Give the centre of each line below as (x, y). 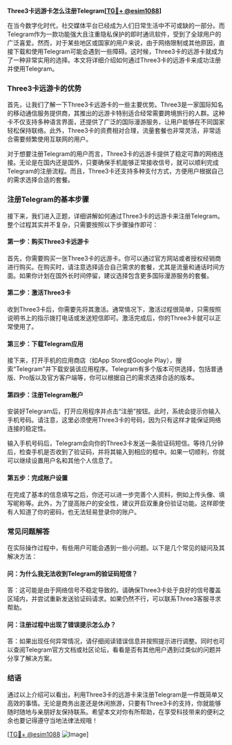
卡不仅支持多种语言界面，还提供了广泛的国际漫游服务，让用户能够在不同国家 (116, 122)
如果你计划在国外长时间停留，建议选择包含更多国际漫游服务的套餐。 (116, 275)
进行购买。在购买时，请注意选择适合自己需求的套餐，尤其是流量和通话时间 (113, 267)
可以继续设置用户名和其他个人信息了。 (61, 461)
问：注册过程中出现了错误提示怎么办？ (61, 624)
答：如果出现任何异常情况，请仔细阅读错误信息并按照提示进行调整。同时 (110, 641)
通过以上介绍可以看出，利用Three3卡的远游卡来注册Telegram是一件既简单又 (115, 695)
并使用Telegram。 (33, 69)
